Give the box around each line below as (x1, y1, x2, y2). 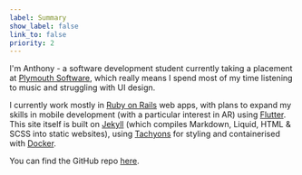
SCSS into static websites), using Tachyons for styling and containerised (9, 128, 281, 140)
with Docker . (9, 138, 57, 149)
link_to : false (9, 30, 67, 39)
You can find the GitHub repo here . (9, 155, 140, 167)
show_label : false (9, 22, 79, 31)
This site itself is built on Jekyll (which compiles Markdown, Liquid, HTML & (9, 119, 292, 130)
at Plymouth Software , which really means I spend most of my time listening (9, 73, 293, 84)
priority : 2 (9, 38, 54, 48)
